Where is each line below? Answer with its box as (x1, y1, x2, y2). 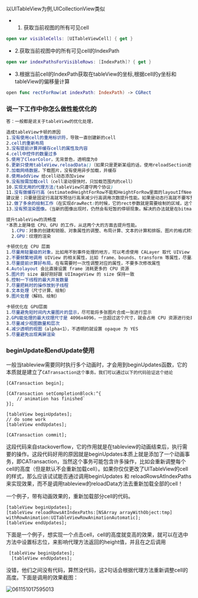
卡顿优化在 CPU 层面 (6, 244, 51, 250)
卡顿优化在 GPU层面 (6, 304, 48, 310)
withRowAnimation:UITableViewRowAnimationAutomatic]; (6, 515, 141, 521)
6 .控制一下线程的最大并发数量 (6, 277, 69, 282)
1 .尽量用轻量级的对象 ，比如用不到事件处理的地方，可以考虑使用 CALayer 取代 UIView (6, 249, 190, 255)
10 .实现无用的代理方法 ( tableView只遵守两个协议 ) (6, 184, 114, 190)
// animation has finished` (16, 395, 85, 402)
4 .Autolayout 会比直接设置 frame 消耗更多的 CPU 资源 (6, 265, 130, 272)
